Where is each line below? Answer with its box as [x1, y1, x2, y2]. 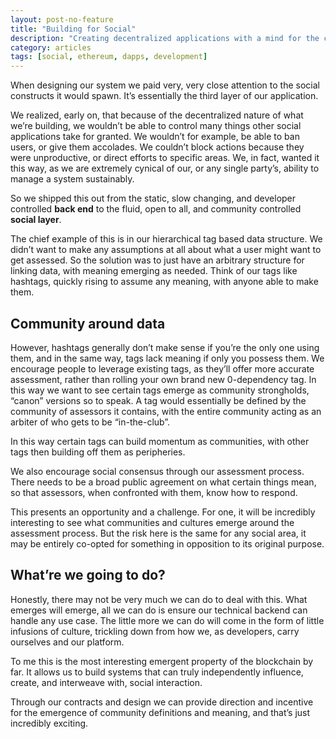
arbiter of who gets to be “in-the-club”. [10, 416, 171, 428]
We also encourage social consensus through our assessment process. [10, 465, 305, 477]
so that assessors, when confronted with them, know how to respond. [10, 486, 298, 498]
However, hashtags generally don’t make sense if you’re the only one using [10, 341, 320, 353]
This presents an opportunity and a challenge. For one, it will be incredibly [10, 506, 316, 518]
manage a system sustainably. [10, 173, 135, 185]
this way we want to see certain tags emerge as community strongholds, [10, 384, 310, 396]
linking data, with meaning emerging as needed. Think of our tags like [10, 265, 298, 277]
